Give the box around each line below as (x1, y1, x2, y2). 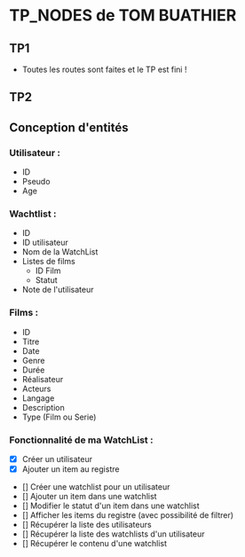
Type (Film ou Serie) (21, 412, 97, 422)
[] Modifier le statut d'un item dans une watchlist (21, 500, 200, 511)
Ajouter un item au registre (21, 464, 120, 475)
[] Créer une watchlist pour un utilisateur (21, 482, 170, 492)
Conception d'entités (9, 120, 129, 135)
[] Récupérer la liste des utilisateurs (21, 520, 153, 530)
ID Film (35, 265, 61, 276)
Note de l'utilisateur (21, 285, 94, 295)
